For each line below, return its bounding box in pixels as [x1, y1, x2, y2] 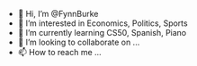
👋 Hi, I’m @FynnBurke [17, 9, 99, 19]
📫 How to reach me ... [17, 47, 102, 57]
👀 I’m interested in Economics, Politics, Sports [17, 18, 188, 29]
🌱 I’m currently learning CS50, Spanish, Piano [17, 28, 187, 37]
